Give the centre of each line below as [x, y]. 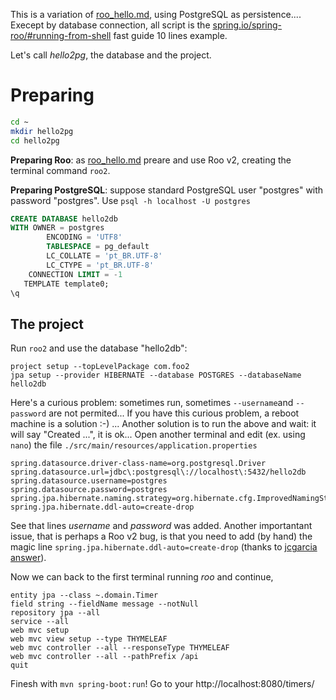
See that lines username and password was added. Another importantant [161, 526]
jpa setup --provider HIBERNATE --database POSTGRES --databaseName [156, 375]
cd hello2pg [35, 140]
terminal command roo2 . [60, 170]
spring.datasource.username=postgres [89, 481]
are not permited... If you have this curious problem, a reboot [174, 413]
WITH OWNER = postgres [57, 228]
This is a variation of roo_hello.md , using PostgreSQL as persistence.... [156, 14]
